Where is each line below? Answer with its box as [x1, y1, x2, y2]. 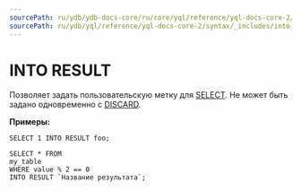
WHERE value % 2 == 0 [9, 165, 90, 175]
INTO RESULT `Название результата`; [9, 173, 146, 182]
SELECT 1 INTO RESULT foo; [9, 134, 110, 143]
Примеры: [9, 117, 51, 127]
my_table [9, 158, 42, 167]
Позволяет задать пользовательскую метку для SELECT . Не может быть [9, 90, 288, 100]
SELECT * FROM [9, 150, 63, 159]
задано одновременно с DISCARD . [9, 100, 142, 110]
